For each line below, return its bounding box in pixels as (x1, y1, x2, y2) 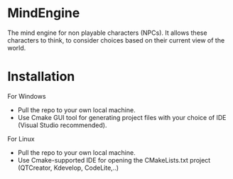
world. (7, 43, 26, 52)
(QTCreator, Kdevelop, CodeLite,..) (17, 163, 119, 172)
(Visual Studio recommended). (17, 121, 107, 129)
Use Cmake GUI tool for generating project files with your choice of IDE (17, 113, 227, 121)
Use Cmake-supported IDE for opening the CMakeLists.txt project (17, 156, 211, 164)
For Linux (7, 134, 35, 143)
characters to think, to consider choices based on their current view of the (7, 36, 225, 44)
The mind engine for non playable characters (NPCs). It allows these (7, 28, 207, 37)
